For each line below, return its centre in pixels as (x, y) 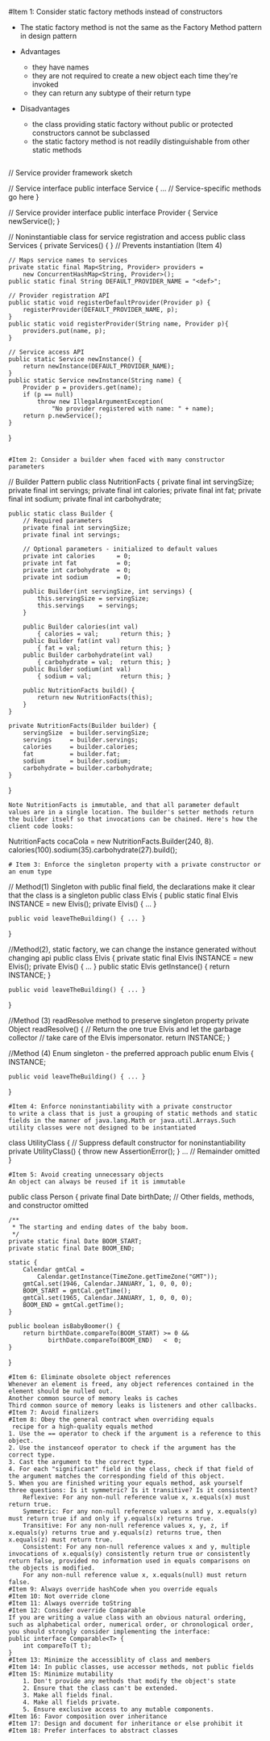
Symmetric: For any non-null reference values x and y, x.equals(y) (140, 1512)
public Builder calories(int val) (81, 627)
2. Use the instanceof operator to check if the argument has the (122, 1448)
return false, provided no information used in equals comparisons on (129, 1561)
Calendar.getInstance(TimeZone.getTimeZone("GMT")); (128, 1276)
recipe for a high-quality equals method (82, 1427)
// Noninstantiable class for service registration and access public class (127, 237)
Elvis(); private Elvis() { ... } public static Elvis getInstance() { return (119, 966)
